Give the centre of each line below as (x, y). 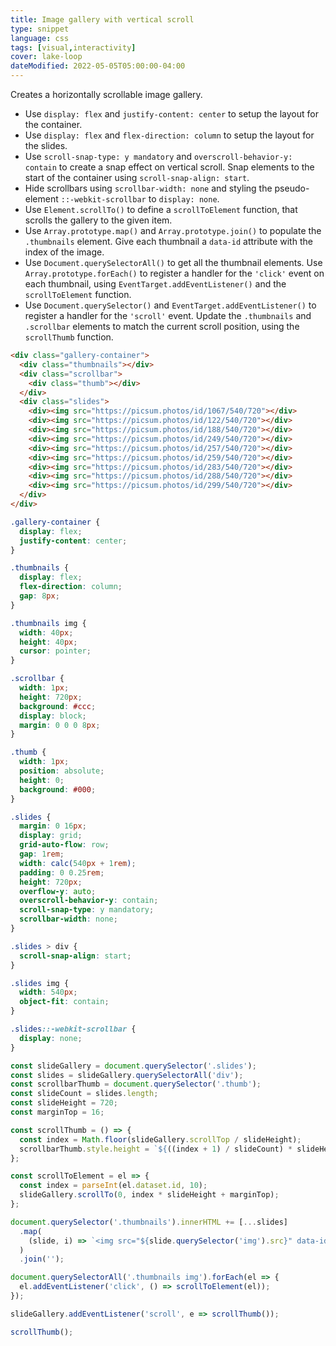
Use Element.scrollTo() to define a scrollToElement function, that (161, 209)
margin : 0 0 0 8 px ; (60, 725)
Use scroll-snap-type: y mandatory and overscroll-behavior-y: (158, 156)
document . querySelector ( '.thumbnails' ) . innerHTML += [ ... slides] (149, 1222)
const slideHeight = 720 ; (64, 1103)
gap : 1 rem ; (42, 854)
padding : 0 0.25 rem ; (62, 872)
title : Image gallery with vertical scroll (102, 19)
